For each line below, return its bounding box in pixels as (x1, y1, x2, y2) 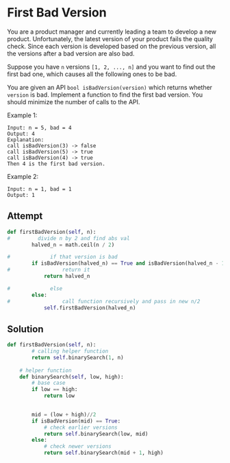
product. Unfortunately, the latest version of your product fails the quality (7, 34, 214, 43)
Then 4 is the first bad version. (7, 160, 106, 167)
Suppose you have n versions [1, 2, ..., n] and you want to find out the (7, 62, 216, 71)
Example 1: (7, 111, 38, 119)
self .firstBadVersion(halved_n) (43, 304, 136, 311)
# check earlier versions (43, 424, 118, 431)
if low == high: (31, 386, 78, 393)
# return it (7, 266, 90, 274)
